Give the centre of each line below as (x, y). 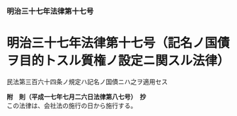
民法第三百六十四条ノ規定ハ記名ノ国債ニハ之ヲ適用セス (87, 81)
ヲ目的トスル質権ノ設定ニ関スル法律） (118, 61)
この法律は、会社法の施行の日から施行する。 (72, 105)
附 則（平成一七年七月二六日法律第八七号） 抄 (76, 96)
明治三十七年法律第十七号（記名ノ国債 (118, 43)
